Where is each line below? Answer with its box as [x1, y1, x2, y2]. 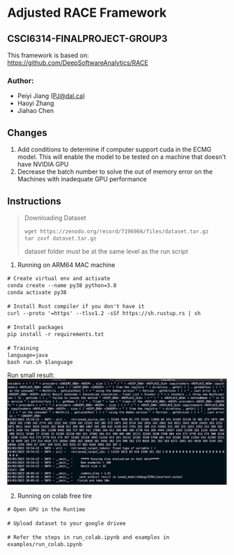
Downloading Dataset [24, 213, 86, 222]
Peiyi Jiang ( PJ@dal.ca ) [17, 92, 86, 100]
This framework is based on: [7, 51, 89, 59]
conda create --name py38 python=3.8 [7, 282, 117, 289]
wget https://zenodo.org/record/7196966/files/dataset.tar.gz [24, 228, 209, 235]
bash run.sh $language [7, 358, 73, 365]
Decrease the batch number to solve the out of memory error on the [17, 167, 213, 176]
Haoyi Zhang [17, 99, 54, 107]
